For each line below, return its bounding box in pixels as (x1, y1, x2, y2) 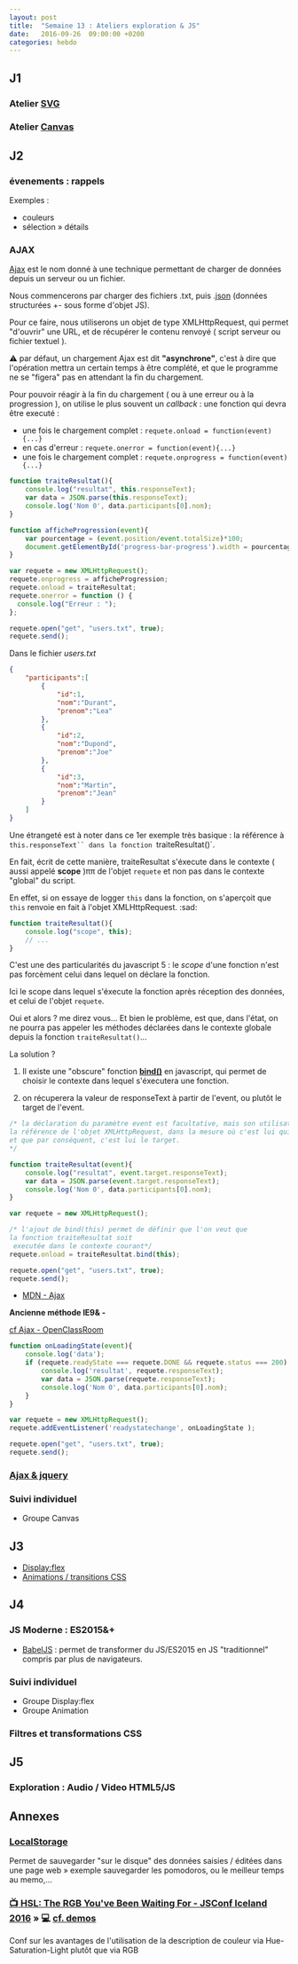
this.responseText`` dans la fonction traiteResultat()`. (9, 839, 216, 850)
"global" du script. (9, 875, 76, 885)
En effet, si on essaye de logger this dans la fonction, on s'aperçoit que (9, 892, 272, 903)
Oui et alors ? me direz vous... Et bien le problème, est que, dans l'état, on (9, 1013, 278, 1024)
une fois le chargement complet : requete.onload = (21, 425, 208, 436)
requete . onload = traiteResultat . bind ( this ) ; (9, 1250, 180, 1259)
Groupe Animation (21, 1705, 89, 1716)
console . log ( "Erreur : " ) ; (17, 600, 117, 609)
